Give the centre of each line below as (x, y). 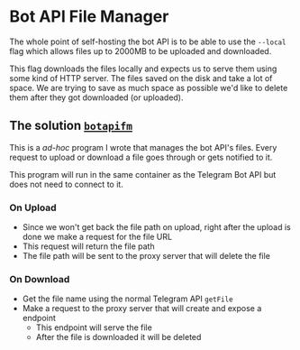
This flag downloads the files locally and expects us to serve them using (143, 69)
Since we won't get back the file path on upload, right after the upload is (156, 227)
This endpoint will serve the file (94, 327)
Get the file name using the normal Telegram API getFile (127, 299)
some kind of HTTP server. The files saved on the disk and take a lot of (141, 78)
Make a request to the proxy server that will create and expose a (142, 309)
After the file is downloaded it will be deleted (118, 337)
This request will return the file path (88, 246)
